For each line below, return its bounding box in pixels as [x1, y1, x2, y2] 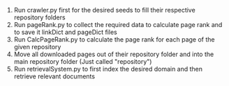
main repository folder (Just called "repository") [13, 58, 152, 65]
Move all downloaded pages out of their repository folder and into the [13, 50, 214, 58]
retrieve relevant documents [13, 72, 96, 80]
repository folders [13, 13, 66, 21]
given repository [13, 43, 61, 51]
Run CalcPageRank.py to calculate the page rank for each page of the [13, 35, 215, 44]
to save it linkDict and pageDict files [13, 28, 117, 36]
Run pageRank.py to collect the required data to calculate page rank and [13, 21, 223, 28]
